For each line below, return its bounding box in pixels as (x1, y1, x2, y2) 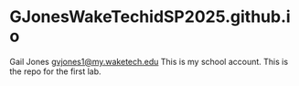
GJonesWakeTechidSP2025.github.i (9, 6, 291, 27)
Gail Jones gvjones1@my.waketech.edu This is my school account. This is (9, 56, 289, 67)
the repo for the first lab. (9, 66, 102, 77)
